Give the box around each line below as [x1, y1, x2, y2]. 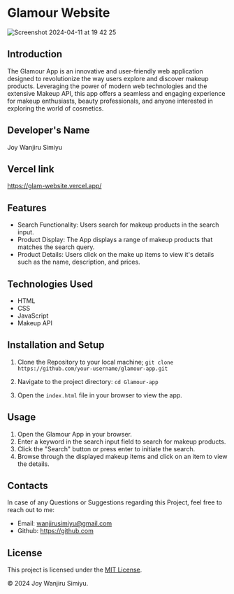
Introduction [7, 48, 63, 60]
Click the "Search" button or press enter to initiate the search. [17, 444, 196, 453]
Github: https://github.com [17, 527, 94, 535]
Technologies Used [7, 278, 93, 290]
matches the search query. [17, 243, 95, 251]
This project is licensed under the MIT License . [7, 565, 142, 574]
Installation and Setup [7, 339, 105, 351]
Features [7, 201, 47, 214]
